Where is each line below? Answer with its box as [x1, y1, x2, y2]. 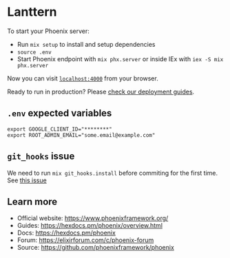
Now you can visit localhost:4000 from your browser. [7, 74, 158, 83]
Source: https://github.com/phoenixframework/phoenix [17, 244, 174, 252]
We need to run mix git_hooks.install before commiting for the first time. [7, 169, 218, 177]
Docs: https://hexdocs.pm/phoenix [17, 228, 116, 237]
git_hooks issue [7, 151, 75, 162]
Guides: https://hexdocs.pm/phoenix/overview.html [17, 222, 163, 230]
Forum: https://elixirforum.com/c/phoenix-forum [17, 236, 154, 244]
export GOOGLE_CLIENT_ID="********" [7, 125, 112, 133]
